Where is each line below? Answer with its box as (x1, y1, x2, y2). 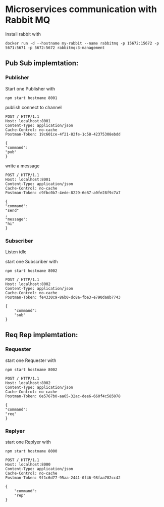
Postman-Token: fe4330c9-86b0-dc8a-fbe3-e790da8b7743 (5, 295, 121, 300)
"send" (5, 208, 19, 213)
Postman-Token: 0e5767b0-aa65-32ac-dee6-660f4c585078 (5, 393, 121, 399)
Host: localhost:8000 (5, 462, 51, 467)
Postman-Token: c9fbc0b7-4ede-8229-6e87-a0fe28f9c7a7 (5, 190, 121, 195)
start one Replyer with (5, 439, 51, 445)
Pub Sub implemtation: (5, 59, 79, 68)
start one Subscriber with (5, 258, 58, 264)
